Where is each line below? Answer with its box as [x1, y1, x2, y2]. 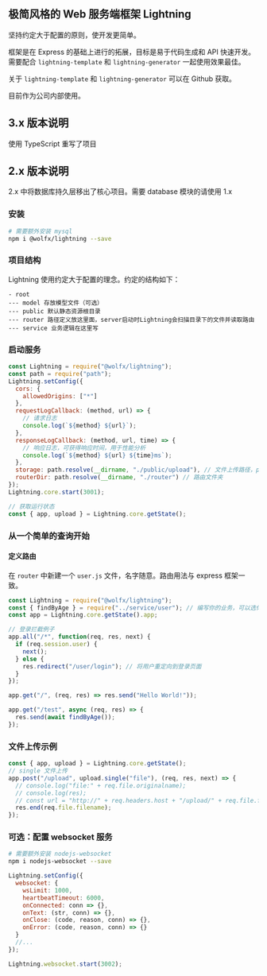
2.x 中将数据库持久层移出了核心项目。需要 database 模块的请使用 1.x [8, 187, 233, 196]
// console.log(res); [15, 789, 87, 797]
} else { [15, 655, 44, 663]
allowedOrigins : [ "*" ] [22, 392, 98, 400]
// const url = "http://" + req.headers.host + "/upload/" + [15, 796, 222, 804]
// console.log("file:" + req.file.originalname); [15, 781, 187, 789]
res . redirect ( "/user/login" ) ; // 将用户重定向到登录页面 [22, 662, 202, 670]
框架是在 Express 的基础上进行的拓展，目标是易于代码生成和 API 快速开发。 [8, 47, 256, 56]
